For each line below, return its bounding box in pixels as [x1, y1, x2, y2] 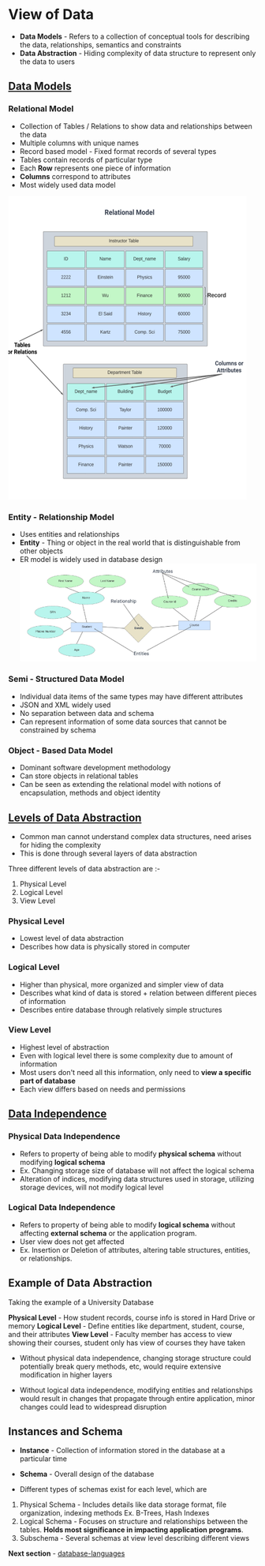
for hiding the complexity [19, 840, 101, 849]
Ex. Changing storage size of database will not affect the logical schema [19, 1166, 255, 1175]
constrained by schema [19, 725, 96, 735]
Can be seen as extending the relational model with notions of [19, 780, 222, 789]
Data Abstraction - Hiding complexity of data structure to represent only [19, 48, 256, 58]
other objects [19, 546, 63, 556]
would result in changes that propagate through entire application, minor [19, 1393, 256, 1403]
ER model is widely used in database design [19, 554, 163, 564]
